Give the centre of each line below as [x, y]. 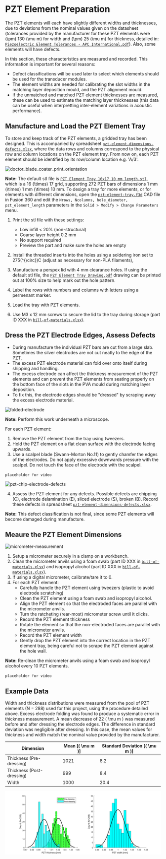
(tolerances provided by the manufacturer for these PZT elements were [78, 33]
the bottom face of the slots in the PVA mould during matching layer [81, 384]
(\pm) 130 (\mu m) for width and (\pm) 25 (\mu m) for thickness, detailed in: [82, 39]
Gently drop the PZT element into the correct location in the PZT [85, 641]
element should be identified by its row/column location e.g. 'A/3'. [72, 159]
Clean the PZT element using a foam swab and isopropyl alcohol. [86, 598]
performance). [27, 111]
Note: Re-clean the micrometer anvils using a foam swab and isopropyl [78, 661]
